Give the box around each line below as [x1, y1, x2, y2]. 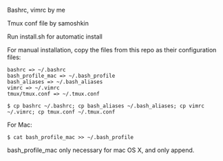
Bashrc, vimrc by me [7, 6, 65, 14]
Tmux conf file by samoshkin [7, 19, 89, 27]
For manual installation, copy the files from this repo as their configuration [7, 46, 217, 54]
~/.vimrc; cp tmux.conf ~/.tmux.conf [7, 109, 116, 116]
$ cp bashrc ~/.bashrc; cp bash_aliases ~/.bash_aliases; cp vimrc [7, 103, 205, 109]
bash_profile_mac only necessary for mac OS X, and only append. [7, 146, 195, 154]
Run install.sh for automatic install [7, 32, 103, 41]
